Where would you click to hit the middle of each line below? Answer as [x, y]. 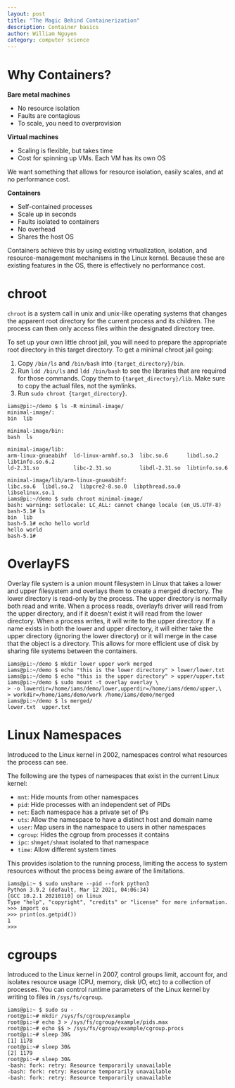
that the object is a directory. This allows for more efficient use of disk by [113, 643]
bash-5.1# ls [26, 511]
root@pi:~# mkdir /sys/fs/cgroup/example [69, 1016]
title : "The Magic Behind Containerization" [74, 20]
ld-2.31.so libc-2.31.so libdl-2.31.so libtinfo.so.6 [118, 468]
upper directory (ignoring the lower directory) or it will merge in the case [112, 635]
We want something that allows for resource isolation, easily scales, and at [115, 172]
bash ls [20, 437]
